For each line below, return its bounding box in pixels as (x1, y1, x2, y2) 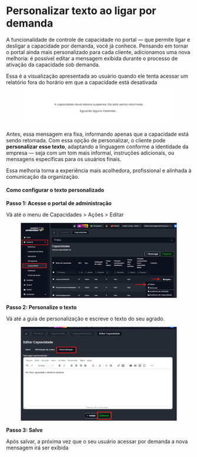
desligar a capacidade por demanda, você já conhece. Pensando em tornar (6, 42, 189, 49)
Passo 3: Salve (6, 426, 43, 433)
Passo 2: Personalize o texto (6, 303, 77, 311)
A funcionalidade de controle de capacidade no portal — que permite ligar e (6, 36, 191, 43)
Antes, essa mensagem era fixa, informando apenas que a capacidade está (6, 131, 189, 138)
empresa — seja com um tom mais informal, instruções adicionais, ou (6, 149, 175, 156)
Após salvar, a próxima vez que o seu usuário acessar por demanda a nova (6, 438, 188, 445)
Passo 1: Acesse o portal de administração (6, 199, 112, 206)
